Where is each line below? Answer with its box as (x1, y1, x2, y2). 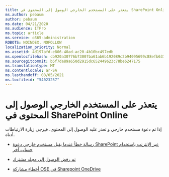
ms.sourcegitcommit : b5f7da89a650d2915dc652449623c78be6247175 (5, 59, 141, 64)
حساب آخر (12, 146, 33, 152)
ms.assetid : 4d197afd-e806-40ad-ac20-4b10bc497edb (5, 49, 114, 54)
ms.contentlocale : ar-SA (5, 68, 57, 73)
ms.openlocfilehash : (5, 54, 49, 59)
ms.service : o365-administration (5, 36, 75, 41)
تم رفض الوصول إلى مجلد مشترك (12, 156, 76, 162)
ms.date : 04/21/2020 (5, 21, 49, 27)
